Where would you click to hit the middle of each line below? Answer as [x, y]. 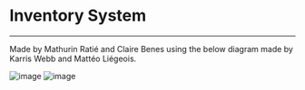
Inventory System [78, 16]
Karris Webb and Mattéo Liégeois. [73, 58]
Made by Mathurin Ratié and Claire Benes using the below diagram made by [151, 49]
